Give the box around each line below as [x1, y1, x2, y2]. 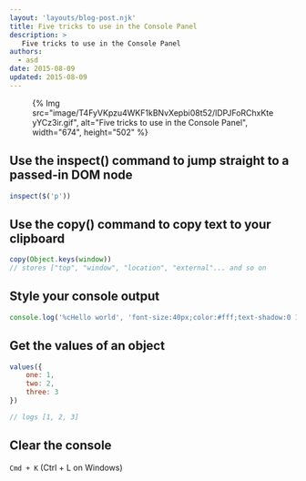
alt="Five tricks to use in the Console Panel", [80, 117, 249, 128]
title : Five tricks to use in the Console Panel [9, 22, 198, 31]
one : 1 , [25, 371, 55, 380]
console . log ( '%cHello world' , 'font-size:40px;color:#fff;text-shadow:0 [9, 312, 291, 322]
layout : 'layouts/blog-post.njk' [9, 13, 137, 23]
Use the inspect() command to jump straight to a [9, 153, 290, 169]
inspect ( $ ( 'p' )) [9, 191, 71, 200]
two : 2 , [25, 379, 55, 388]
